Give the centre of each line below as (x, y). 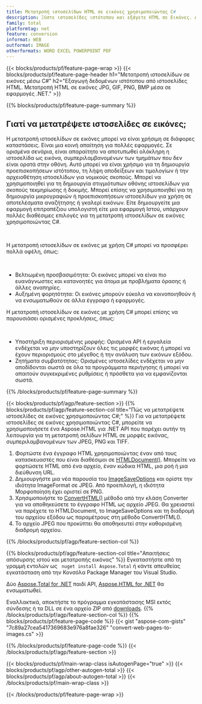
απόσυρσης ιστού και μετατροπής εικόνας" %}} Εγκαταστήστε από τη (94, 559)
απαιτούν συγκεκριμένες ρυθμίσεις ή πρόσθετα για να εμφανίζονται (101, 373)
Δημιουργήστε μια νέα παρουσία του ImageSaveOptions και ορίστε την (104, 479)
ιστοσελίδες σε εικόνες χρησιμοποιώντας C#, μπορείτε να (79, 422)
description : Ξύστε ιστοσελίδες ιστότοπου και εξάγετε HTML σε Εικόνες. (99, 17)
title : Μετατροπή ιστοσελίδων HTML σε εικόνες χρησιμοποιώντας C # (91, 12)
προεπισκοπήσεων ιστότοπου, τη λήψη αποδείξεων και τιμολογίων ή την (97, 170)
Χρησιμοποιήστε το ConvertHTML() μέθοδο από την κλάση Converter (101, 498)
